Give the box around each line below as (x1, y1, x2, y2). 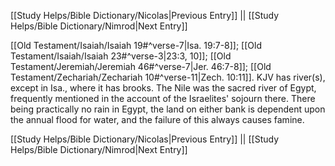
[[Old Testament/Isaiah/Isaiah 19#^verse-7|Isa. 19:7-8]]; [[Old (10, 40, 263, 51)
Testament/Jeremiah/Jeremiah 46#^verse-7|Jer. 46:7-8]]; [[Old (10, 61, 272, 72)
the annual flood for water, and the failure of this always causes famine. (10, 114, 305, 125)
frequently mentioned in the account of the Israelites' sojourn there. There (10, 93, 316, 104)
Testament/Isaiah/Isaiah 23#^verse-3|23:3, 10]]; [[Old (10, 50, 232, 62)
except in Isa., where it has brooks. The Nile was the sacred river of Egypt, (10, 82, 317, 94)
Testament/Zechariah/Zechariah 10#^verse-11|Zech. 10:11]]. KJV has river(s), (10, 71, 326, 83)
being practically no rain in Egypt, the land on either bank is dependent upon (10, 103, 326, 115)
